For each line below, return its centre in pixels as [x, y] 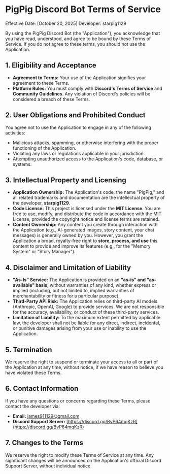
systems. [22, 164]
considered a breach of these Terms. [51, 99]
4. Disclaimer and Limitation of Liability [68, 267]
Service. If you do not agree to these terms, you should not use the [75, 44]
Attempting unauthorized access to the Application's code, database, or [88, 159]
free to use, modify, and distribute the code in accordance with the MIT [87, 214]
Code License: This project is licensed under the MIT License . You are [87, 209]
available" [24, 285]
